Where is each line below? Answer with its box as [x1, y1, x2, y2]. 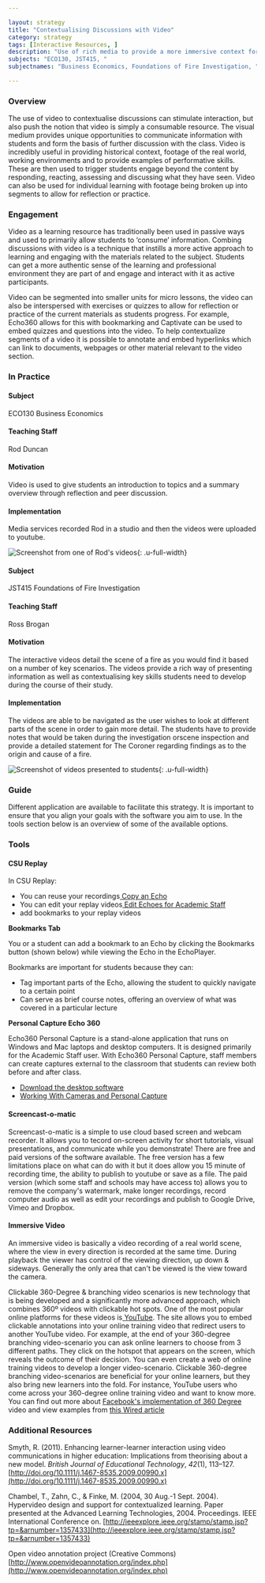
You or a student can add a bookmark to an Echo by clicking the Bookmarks [8, 939, 255, 949]
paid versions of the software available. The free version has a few [8, 1152, 225, 1161]
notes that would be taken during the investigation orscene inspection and [8, 733, 250, 742]
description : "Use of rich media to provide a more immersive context [8, 48, 245, 56]
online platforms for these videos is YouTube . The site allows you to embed [8, 1312, 252, 1322]
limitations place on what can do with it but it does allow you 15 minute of [8, 1161, 246, 1170]
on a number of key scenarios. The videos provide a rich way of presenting [8, 663, 252, 672]
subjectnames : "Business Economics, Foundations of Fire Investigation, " [8, 62, 259, 71]
